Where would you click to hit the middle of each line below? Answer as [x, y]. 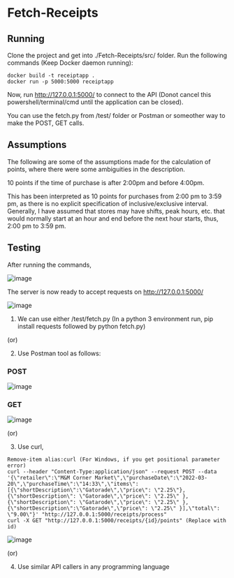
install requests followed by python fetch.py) [81, 326]
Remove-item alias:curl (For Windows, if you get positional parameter [114, 460]
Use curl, [30, 447]
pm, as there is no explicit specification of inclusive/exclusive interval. [108, 203]
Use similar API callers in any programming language [93, 567]
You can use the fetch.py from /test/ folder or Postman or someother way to [116, 116]
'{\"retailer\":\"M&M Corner [50, 478]
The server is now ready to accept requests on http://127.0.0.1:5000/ [105, 292]
